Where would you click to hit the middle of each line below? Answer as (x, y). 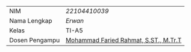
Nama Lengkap (31, 21)
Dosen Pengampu (35, 40)
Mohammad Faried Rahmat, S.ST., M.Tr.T (124, 40)
